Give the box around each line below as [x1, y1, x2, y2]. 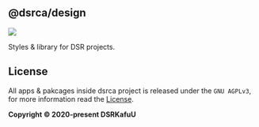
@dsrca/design [8, 6, 86, 20]
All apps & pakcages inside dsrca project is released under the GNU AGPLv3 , [8, 86, 252, 95]
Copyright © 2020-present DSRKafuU [8, 110, 136, 119]
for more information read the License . [8, 94, 135, 103]
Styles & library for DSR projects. [8, 42, 116, 51]
